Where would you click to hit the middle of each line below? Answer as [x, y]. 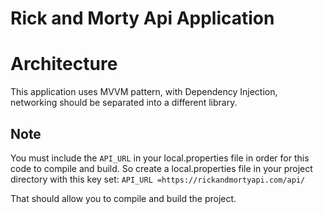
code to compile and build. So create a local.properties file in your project [161, 168]
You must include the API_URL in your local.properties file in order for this [160, 158]
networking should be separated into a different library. [124, 103]
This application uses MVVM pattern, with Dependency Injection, [144, 92]
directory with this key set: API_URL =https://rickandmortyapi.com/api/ [158, 179]
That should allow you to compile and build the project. [123, 198]
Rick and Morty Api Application [142, 18]
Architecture [64, 64]
